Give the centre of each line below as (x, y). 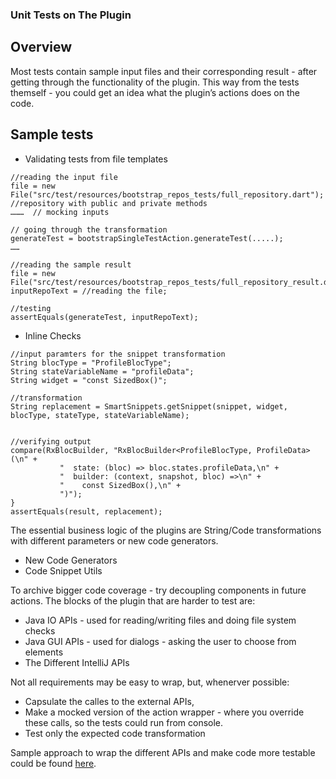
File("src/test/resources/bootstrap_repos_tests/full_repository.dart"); (167, 194)
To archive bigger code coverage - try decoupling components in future (158, 590)
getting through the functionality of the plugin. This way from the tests (155, 82)
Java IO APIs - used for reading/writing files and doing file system (160, 620)
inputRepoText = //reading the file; (89, 291)
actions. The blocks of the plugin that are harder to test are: (133, 600)
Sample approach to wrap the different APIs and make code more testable (163, 752)
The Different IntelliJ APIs (77, 662)
